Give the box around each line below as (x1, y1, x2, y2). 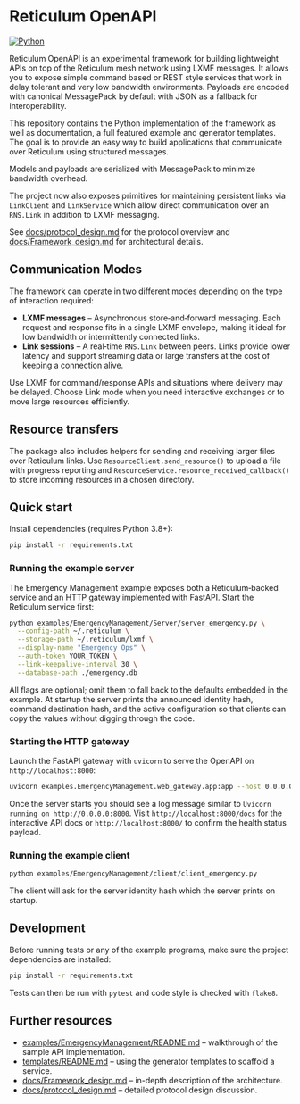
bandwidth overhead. (9, 172, 88, 184)
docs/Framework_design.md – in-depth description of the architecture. (21, 1075, 283, 1085)
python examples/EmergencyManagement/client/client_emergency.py (9, 869, 257, 878)
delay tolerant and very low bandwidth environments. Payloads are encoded (9, 81, 290, 92)
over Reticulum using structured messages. (9, 145, 170, 157)
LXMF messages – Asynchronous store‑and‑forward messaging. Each (21, 312, 281, 323)
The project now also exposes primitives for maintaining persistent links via (9, 190, 286, 201)
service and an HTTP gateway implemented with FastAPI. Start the (9, 592, 254, 602)
